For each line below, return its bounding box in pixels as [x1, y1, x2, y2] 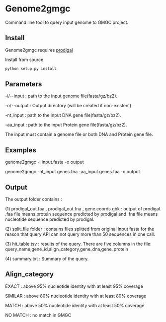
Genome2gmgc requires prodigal [5, 47, 73, 53]
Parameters [5, 80, 42, 88]
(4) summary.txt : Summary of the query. [5, 256, 89, 262]
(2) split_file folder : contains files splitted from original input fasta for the [5, 226, 155, 232]
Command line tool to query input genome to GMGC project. [5, 19, 129, 25]
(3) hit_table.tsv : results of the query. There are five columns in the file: [5, 241, 152, 247]
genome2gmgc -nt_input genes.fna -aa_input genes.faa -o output [5, 169, 140, 175]
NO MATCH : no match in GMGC [5, 312, 72, 318]
